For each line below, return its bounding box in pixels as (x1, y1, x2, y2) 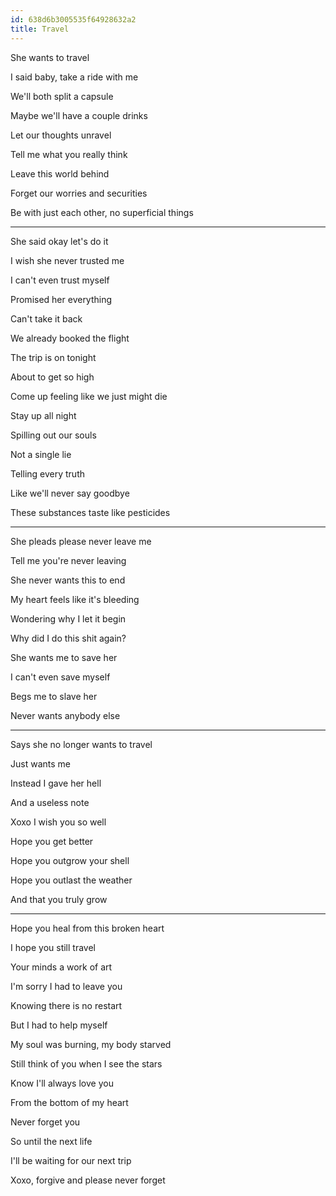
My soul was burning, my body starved (10, 1038, 172, 1050)
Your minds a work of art (10, 961, 113, 973)
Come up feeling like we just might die (10, 390, 168, 402)
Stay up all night (10, 409, 77, 421)
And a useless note (10, 796, 90, 808)
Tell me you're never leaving (10, 554, 127, 566)
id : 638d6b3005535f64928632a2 (10, 14, 137, 25)
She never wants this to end (10, 574, 126, 586)
